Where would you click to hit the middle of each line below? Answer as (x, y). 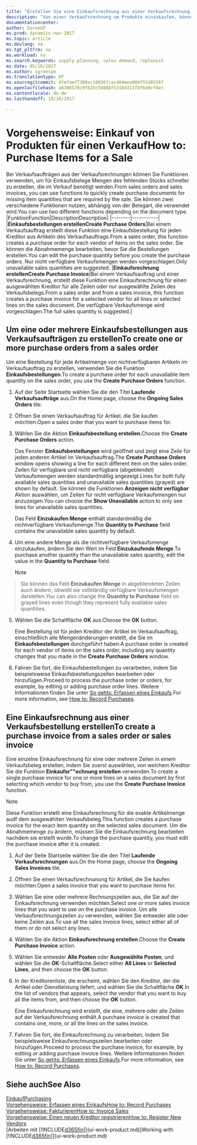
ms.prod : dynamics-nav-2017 (40, 33)
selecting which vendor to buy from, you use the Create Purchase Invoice (96, 784)
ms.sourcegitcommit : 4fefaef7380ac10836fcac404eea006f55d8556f (85, 83)
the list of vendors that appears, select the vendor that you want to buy (100, 993)
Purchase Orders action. (45, 440)
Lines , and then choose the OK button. (62, 970)
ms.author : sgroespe (31, 72)
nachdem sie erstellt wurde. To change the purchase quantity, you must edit (97, 838)
